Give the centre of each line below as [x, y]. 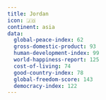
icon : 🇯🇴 [22, 20]
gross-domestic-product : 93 [55, 46]
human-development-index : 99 [57, 54]
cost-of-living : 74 [42, 66]
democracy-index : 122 [46, 86]
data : [15, 33]
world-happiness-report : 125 [57, 60]
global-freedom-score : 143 [53, 79]
